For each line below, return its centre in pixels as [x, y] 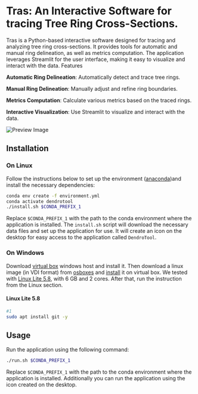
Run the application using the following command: [68, 350]
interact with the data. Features [44, 65]
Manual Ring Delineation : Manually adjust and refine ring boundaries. [92, 88]
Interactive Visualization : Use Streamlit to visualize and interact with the [95, 112]
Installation [27, 148]
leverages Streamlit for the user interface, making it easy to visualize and [96, 59]
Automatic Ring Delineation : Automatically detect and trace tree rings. [93, 77]
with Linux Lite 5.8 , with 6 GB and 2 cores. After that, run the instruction [94, 278]
